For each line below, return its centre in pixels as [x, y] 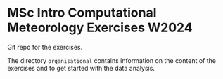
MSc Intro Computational [82, 13]
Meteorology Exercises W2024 [100, 28]
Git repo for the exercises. [45, 47]
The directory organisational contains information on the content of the [112, 60]
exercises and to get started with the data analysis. [81, 68]
